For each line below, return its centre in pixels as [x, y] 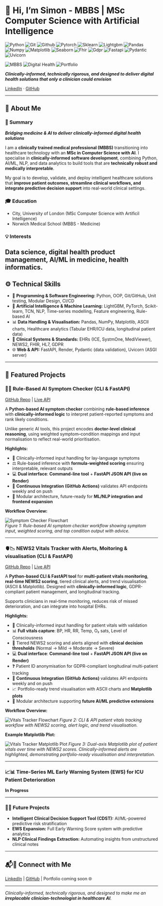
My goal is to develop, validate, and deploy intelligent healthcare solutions [79, 177]
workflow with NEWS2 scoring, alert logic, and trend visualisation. [71, 725]
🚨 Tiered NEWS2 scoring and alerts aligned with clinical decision [77, 643]
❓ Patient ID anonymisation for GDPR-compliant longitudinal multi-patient [85, 666]
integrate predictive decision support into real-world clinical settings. [75, 188]
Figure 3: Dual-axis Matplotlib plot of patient [113, 744]
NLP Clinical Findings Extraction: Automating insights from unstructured [85, 839]
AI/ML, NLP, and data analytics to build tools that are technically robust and [81, 163]
